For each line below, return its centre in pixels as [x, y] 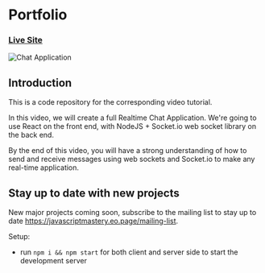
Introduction [40, 83]
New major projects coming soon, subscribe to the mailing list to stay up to [132, 213]
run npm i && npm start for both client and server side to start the [129, 252]
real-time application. [43, 168]
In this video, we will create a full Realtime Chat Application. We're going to [132, 118]
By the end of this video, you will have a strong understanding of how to [128, 151]
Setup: [19, 237]
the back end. [31, 135]
